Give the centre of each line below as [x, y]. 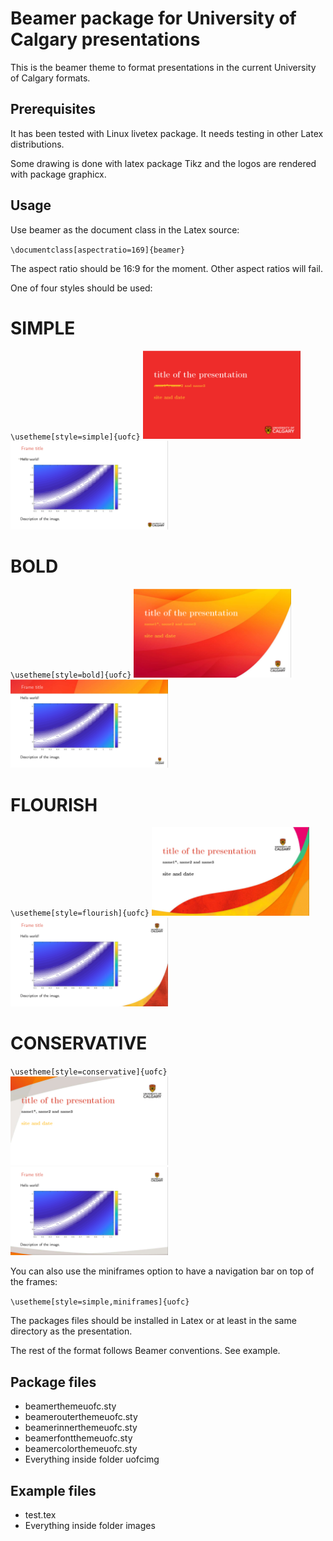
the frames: [34, 1282]
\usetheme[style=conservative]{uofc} [89, 1072]
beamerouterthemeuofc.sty [81, 1417]
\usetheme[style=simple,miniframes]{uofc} [100, 1302]
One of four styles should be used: [81, 288]
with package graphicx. [58, 174]
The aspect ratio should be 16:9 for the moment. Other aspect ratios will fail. [166, 268]
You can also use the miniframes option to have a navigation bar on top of [162, 1271]
